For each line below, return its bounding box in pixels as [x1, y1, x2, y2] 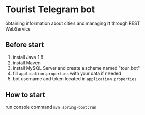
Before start [5, 41, 44, 49]
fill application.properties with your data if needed [12, 70, 121, 76]
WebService [5, 25, 31, 32]
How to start [5, 91, 45, 99]
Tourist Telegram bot [5, 4, 95, 15]
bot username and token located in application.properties [12, 75, 137, 82]
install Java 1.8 [12, 54, 44, 60]
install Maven [12, 60, 41, 66]
